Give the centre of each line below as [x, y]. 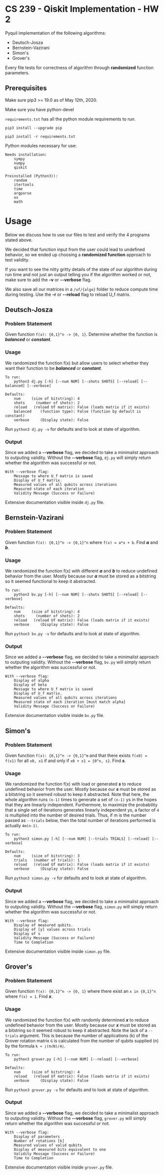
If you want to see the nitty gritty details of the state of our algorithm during [81, 269]
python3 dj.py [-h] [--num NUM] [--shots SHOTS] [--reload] [76, 381]
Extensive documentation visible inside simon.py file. [58, 951]
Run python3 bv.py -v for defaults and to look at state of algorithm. [73, 633]
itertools [24, 185]
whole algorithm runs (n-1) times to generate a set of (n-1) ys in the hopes [81, 800]
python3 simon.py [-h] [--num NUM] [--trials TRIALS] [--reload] [82, 839]
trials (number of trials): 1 [47, 861]
